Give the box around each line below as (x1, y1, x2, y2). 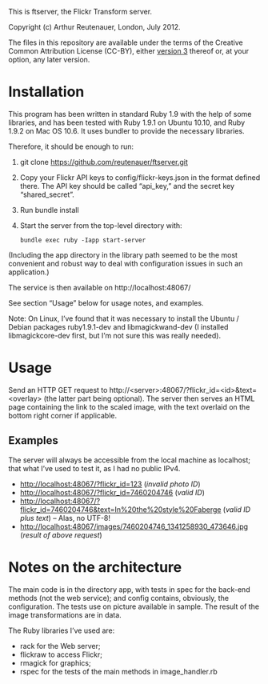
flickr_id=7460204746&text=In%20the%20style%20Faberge (19, 504, 222, 514)
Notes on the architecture (8, 558, 182, 576)
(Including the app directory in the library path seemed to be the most (8, 250, 238, 259)
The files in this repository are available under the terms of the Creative (8, 38, 243, 47)
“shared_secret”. (19, 190, 74, 199)
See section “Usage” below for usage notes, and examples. (8, 298, 204, 307)
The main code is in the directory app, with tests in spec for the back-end (8, 584, 250, 594)
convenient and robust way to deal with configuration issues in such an (8, 258, 243, 268)
